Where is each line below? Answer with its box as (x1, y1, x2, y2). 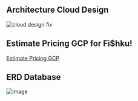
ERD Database (6, 72, 61, 82)
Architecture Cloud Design (6, 5, 109, 15)
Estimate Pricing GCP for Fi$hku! (6, 39, 133, 49)
